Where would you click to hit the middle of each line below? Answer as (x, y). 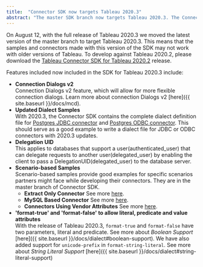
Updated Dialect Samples (47, 110)
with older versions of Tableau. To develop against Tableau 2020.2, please (99, 54)
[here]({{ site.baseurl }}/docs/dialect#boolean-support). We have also (102, 238)
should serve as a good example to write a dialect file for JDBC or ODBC (105, 129)
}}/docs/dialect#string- (167, 251)
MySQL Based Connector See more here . (76, 200)
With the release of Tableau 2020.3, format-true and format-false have (104, 225)
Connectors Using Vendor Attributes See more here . (91, 206)
